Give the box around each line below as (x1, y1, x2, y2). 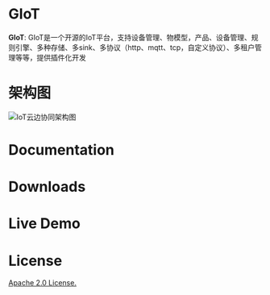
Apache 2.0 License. (8, 278, 77, 288)
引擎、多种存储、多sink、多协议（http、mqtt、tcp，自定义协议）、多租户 (15, 42, 255, 52)
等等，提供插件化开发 (15, 52, 86, 62)
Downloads (8, 178, 86, 196)
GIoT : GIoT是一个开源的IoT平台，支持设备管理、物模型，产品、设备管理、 (8, 32, 251, 42)
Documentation (8, 141, 115, 160)
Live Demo (8, 214, 81, 233)
